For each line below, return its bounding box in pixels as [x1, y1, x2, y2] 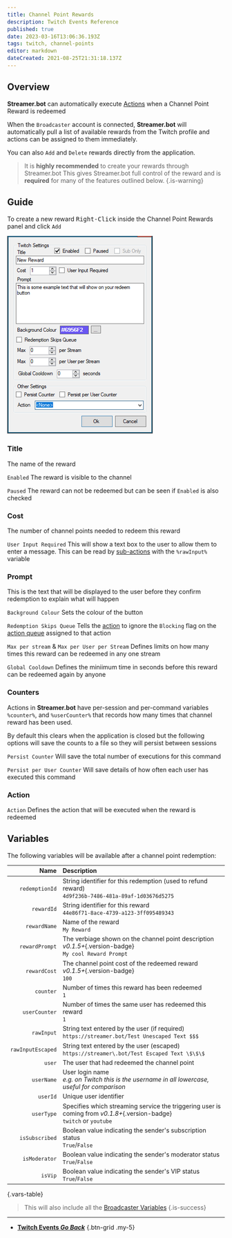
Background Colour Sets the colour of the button [7, 608, 144, 617]
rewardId [32, 906, 57, 913]
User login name [62, 1068, 109, 1077]
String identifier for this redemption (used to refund [62, 876, 208, 885]
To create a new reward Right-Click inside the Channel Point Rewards [7, 215, 213, 223]
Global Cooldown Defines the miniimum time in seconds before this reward [7, 663, 217, 671]
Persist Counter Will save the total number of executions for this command [7, 752, 222, 760]
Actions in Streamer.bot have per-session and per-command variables [7, 703, 209, 711]
